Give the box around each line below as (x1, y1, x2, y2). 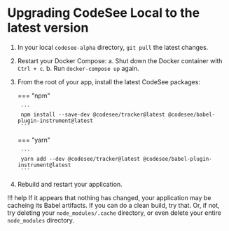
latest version (7, 20, 89, 36)
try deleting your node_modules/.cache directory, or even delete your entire (7, 209, 222, 217)
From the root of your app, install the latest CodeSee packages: (17, 77, 201, 86)
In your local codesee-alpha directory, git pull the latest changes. (17, 43, 209, 51)
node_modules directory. (7, 216, 75, 224)
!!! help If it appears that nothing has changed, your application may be (7, 193, 211, 202)
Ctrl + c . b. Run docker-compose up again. (17, 64, 139, 72)
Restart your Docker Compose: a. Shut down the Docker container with (17, 56, 223, 65)
